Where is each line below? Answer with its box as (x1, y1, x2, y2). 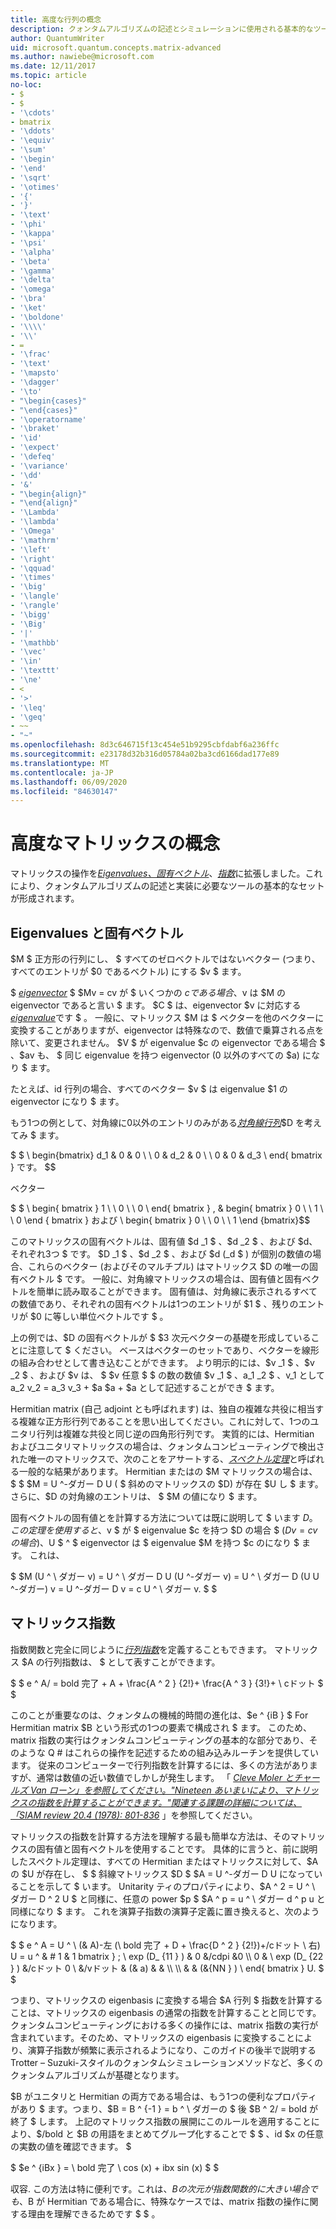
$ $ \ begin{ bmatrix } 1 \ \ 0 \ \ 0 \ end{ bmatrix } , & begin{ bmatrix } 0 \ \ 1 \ (10, 1202, 324, 1214)
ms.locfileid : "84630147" (10, 786, 118, 796)
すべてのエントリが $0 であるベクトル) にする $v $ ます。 (10, 966, 247, 977)
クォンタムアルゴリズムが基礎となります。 (10, 2069, 185, 2081)
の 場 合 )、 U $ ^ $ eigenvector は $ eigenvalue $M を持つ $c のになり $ (10, 1537, 300, 1548)
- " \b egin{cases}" (10, 396, 87, 406)
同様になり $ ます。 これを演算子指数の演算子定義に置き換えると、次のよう (10, 1905, 320, 1917)
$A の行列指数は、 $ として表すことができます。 (21, 1656, 221, 1668)
